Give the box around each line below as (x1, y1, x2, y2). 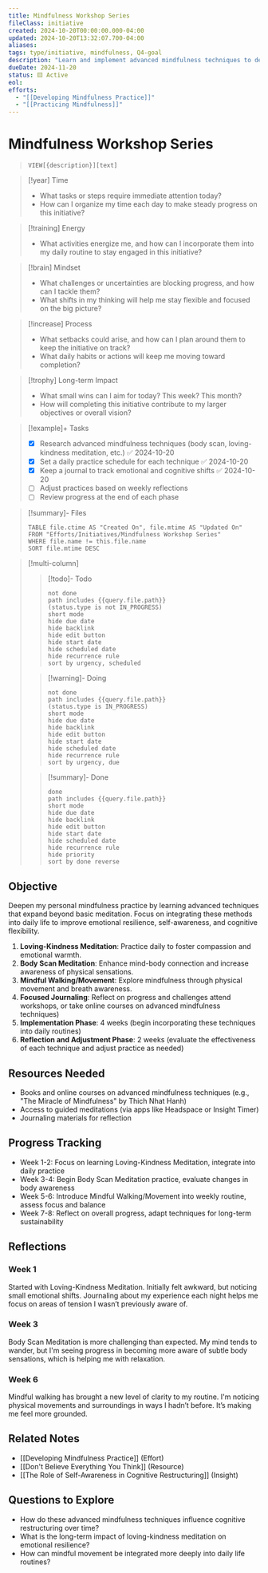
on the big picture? (39, 304, 102, 314)
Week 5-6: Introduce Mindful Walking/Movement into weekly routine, (19, 1191, 246, 1201)
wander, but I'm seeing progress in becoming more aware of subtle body (8, 1346, 248, 1355)
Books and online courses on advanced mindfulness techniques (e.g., (19, 1088, 250, 1097)
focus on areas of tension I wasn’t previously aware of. (8, 1298, 188, 1309)
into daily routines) (19, 1026, 81, 1036)
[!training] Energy (27, 223, 85, 233)
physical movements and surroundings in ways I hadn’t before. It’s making (8, 1401, 252, 1410)
